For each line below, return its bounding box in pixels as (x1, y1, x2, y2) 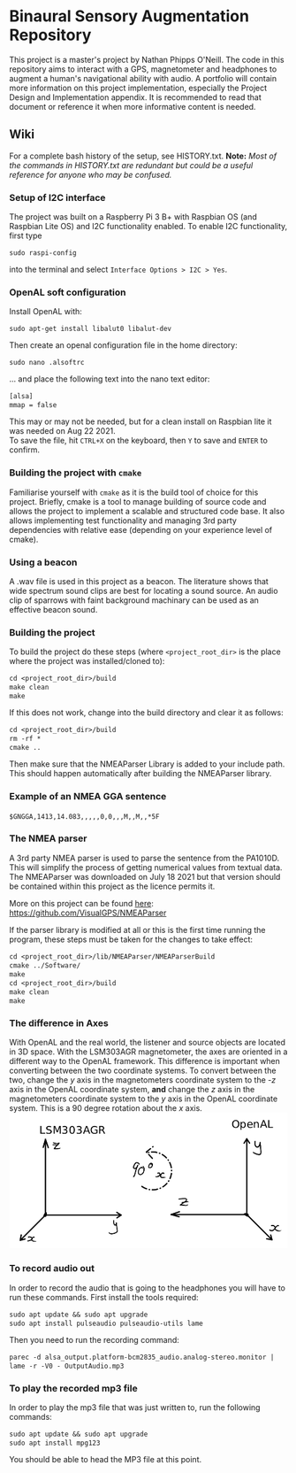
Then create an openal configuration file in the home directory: (9, 340, 238, 351)
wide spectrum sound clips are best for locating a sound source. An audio (9, 585, 278, 596)
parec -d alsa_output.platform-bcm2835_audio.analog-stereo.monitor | (9, 1353, 275, 1361)
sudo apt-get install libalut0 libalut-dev (9, 325, 172, 334)
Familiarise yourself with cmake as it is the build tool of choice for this (9, 487, 259, 497)
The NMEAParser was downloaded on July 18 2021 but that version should (9, 871, 281, 882)
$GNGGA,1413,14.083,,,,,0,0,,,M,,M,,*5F (9, 812, 161, 821)
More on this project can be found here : (9, 898, 155, 908)
